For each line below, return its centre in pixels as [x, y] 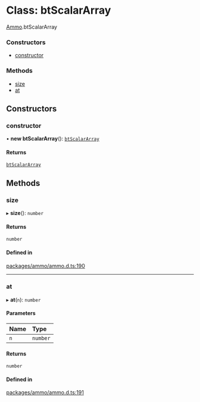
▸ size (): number [25, 213]
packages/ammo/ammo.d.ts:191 [45, 392]
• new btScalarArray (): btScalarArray [53, 139]
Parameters [21, 313]
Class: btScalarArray [59, 10]
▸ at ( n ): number [24, 300]
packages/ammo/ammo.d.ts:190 [46, 266]
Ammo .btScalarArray [32, 27]
